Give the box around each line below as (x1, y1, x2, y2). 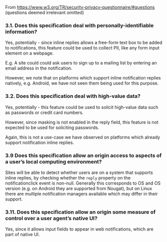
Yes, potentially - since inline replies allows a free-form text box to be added (5, 39, 162, 45)
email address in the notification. (5, 65, 72, 71)
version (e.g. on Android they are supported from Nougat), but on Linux (5, 185, 152, 191)
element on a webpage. (5, 50, 54, 56)
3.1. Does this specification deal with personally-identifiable (5, 22, 154, 29)
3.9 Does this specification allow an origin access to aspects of (5, 152, 162, 159)
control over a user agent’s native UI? (5, 214, 97, 221)
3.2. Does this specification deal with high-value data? (5, 92, 141, 99)
